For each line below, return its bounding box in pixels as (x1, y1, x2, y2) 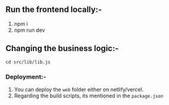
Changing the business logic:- (5, 43, 119, 53)
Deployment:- (5, 73, 47, 81)
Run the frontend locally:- (5, 5, 102, 15)
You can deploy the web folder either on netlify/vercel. (14, 86, 144, 93)
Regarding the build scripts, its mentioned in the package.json (14, 92, 164, 99)
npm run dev (14, 26, 45, 33)
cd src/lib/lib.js (5, 59, 51, 65)
